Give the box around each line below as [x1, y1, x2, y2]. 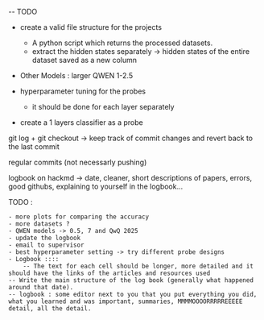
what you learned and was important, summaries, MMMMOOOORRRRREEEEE [8, 297, 243, 305]
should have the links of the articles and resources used [8, 269, 211, 277]
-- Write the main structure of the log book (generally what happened [8, 276, 254, 285]
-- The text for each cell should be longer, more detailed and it [23, 262, 254, 270]
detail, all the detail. [8, 305, 92, 313]
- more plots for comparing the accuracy [8, 213, 150, 221]
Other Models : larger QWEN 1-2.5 [19, 71, 134, 80]
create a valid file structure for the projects [19, 23, 163, 31]
